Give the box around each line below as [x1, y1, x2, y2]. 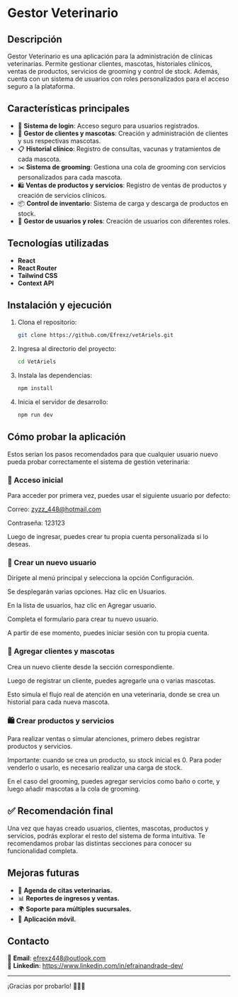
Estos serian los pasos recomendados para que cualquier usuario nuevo [7, 450, 218, 458]
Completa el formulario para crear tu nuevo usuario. [7, 615, 159, 623]
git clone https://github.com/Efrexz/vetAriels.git [17, 332, 174, 339]
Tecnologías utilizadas [7, 238, 109, 250]
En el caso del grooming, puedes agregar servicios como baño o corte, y [7, 776, 220, 785]
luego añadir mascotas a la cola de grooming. [7, 784, 140, 793]
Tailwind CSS [17, 271, 58, 279]
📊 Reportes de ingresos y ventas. [17, 893, 120, 902]
